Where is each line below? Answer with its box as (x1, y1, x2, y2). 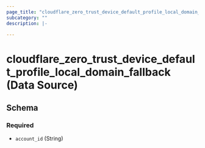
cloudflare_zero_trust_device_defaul (6, 53, 195, 66)
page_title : (6, 9, 37, 15)
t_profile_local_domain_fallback (6, 65, 171, 80)
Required (6, 120, 34, 129)
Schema (6, 102, 38, 113)
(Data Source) (6, 78, 78, 92)
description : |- (6, 20, 48, 26)
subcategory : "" (6, 15, 48, 21)
